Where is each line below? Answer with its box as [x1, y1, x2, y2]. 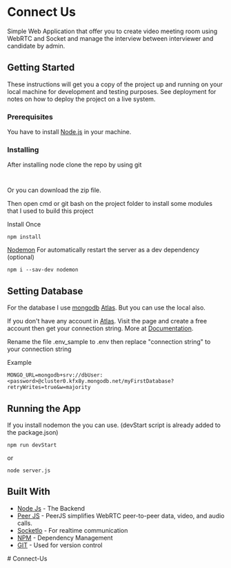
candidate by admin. [7, 41, 66, 50]
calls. [17, 519, 32, 527]
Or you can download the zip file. [7, 186, 101, 194]
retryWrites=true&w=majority [7, 384, 91, 391]
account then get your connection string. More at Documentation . [7, 324, 194, 332]
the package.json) [7, 428, 59, 436]
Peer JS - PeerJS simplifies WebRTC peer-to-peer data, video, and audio [17, 511, 225, 520]
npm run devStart [7, 442, 57, 448]
